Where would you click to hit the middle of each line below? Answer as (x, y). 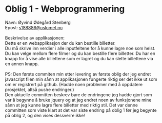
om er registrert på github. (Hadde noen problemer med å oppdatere (74, 84)
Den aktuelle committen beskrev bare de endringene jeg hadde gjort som (79, 95)
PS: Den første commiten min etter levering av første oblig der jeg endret (78, 74)
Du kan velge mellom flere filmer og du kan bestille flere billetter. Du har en (80, 53)
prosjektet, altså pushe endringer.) (40, 89)
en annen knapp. (22, 64)
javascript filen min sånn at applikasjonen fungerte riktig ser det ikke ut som (81, 79)
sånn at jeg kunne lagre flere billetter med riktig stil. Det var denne (71, 105)
